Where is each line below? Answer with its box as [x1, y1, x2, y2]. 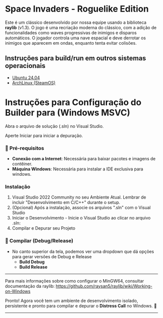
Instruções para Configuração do [5, 97, 142, 108]
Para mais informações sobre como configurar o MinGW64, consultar [5, 278, 144, 284]
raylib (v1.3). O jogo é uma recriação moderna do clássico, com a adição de [5, 24, 157, 30]
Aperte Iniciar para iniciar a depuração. [5, 133, 83, 138]
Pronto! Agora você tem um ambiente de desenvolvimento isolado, [5, 298, 138, 303]
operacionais [5, 62, 46, 70]
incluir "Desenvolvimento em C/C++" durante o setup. [12, 200, 120, 205]
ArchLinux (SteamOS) [12, 80, 56, 85]
